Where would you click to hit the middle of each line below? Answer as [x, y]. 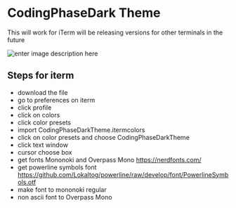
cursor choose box [45, 152]
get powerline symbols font [57, 167]
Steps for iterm [41, 76]
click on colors [39, 115]
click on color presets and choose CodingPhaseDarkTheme [103, 137]
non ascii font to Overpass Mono [65, 197]
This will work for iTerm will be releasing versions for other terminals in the [115, 32]
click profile [34, 108]
